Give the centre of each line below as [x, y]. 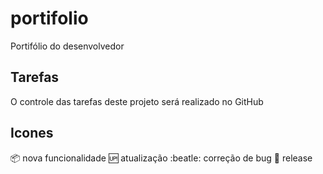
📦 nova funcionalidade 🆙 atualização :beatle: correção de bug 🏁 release [161, 158]
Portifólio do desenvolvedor [67, 46]
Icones [32, 133]
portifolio [49, 18]
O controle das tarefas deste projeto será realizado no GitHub [137, 101]
